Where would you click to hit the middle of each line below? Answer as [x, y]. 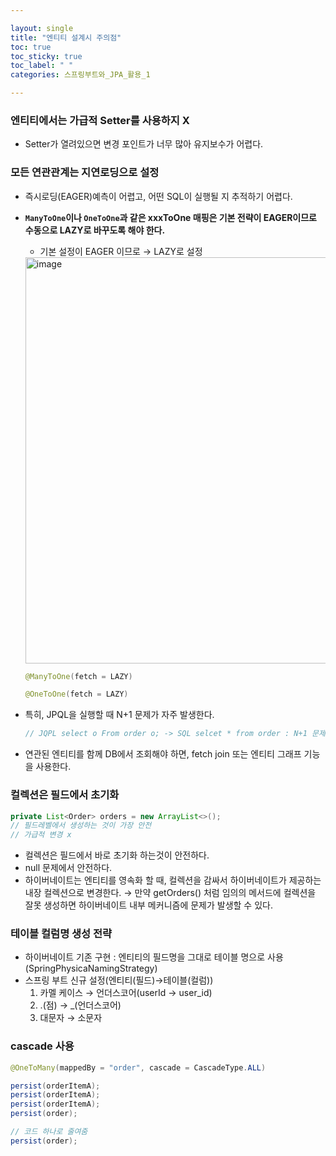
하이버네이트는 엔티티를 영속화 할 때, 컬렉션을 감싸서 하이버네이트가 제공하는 [173, 880]
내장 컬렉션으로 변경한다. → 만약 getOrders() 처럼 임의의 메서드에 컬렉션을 [170, 893]
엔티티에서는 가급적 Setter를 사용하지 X [100, 120]
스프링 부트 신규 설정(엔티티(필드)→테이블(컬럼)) [119, 980]
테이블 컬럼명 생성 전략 [61, 934]
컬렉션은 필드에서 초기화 [65, 795]
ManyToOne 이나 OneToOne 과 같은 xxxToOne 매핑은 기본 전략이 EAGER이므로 [170, 217]
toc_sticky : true [46, 56]
